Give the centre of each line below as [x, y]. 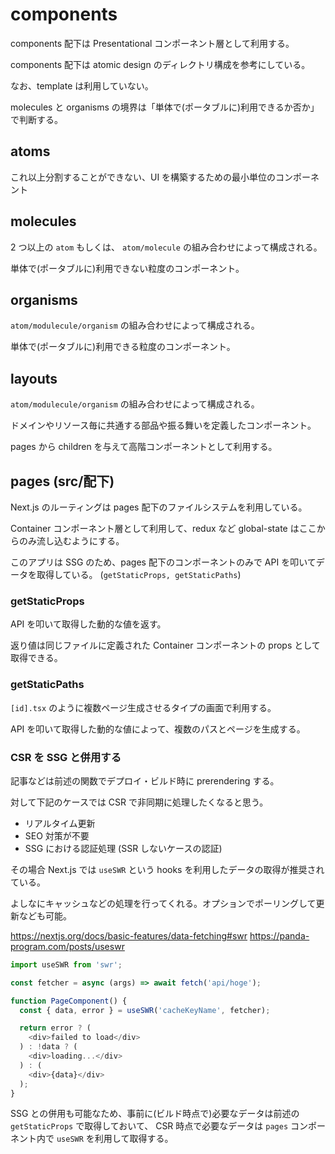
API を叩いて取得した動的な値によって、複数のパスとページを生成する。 [158, 729]
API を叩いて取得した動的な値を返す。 [88, 624]
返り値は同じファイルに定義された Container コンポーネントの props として [165, 645]
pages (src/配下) [62, 481]
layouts [34, 378]
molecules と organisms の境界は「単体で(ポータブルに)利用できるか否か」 [165, 107]
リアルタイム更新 [60, 823]
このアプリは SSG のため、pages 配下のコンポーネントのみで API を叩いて [163, 562]
